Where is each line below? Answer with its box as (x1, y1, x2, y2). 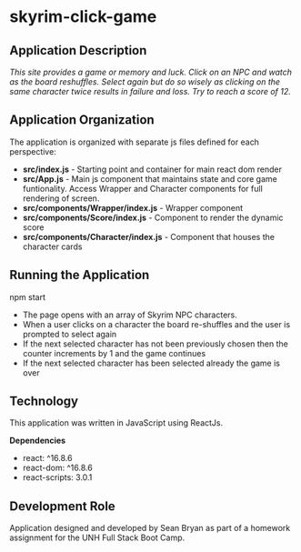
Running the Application (9, 267, 150, 283)
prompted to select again (22, 328, 117, 339)
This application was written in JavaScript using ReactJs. (9, 417, 224, 428)
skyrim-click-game (9, 6, 157, 27)
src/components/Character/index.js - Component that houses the (22, 231, 276, 242)
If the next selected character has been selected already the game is (22, 357, 280, 368)
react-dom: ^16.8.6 (22, 462, 93, 474)
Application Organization (9, 112, 155, 128)
